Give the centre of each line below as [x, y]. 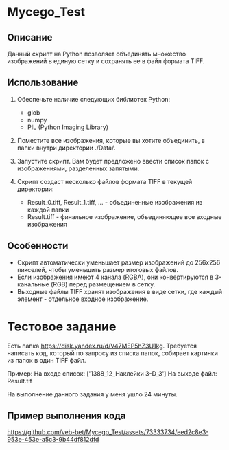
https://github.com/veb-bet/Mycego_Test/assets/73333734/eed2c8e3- [108, 432]
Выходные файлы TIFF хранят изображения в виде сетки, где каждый [120, 291]
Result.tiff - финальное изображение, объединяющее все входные [124, 216]
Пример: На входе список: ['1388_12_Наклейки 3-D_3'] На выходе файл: [112, 373]
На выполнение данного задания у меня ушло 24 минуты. [92, 394]
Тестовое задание [62, 326]
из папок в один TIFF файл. [47, 360]
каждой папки [48, 210]
